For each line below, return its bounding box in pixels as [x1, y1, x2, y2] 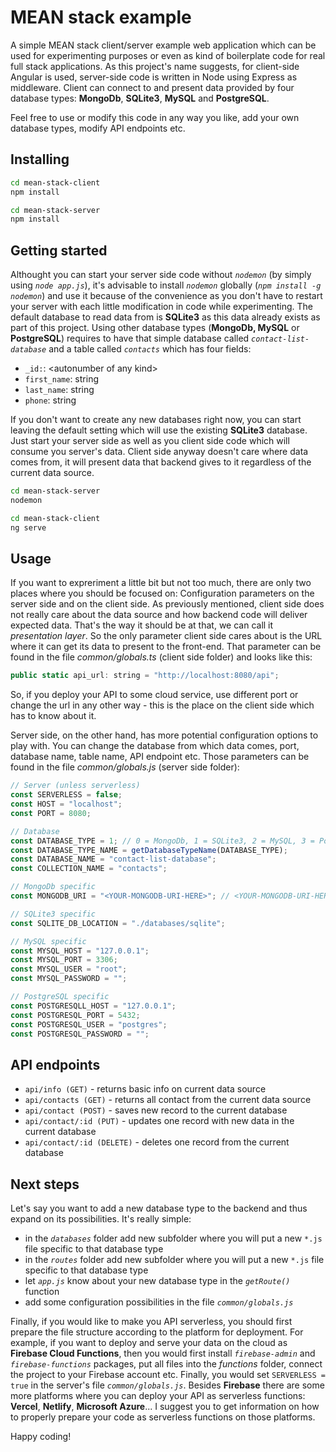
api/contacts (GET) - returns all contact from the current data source [24, 1094, 312, 1106]
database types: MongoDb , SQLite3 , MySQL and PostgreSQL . [10, 92, 270, 104]
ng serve [10, 522, 47, 533]
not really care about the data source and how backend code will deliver [10, 609, 308, 621]
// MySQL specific [10, 936, 87, 946]
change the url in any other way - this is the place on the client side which [10, 699, 315, 711]
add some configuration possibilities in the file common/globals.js [24, 1296, 294, 1308]
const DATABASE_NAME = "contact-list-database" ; [10, 854, 217, 865]
